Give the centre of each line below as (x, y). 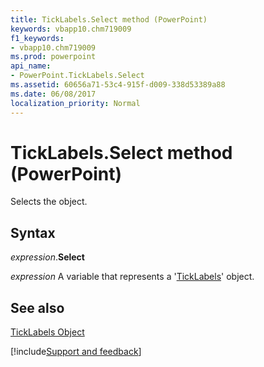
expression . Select (47, 257)
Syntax (33, 232)
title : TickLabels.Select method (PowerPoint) (109, 19)
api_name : (31, 66)
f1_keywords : (37, 38)
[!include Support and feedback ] (76, 352)
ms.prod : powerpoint (53, 57)
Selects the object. (49, 202)
